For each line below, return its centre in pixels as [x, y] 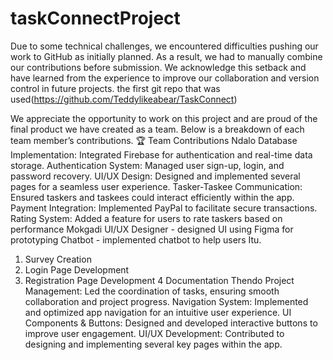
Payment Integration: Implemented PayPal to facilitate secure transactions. [164, 208]
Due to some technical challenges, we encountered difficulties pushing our [164, 46]
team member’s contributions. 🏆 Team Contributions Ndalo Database [154, 140]
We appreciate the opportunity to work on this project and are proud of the [164, 118]
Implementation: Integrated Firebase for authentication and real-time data [161, 154]
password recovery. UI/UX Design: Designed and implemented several [155, 176]
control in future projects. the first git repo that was [115, 88]
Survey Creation [58, 259]
